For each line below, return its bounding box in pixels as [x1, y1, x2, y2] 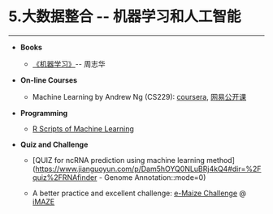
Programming [19, 108, 68, 118]
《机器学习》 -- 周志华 [32, 58, 106, 69]
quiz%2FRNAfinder [32, 172, 97, 182]
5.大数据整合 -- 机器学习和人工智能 [8, 7, 241, 26]
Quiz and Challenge [19, 139, 89, 149]
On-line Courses [19, 75, 78, 85]
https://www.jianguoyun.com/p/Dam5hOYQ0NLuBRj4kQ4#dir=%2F [35, 164, 262, 173]
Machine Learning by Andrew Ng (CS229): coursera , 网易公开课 [32, 92, 246, 101]
